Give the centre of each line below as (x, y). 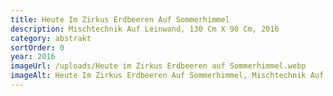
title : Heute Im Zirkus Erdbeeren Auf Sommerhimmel (120, 19)
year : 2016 (33, 57)
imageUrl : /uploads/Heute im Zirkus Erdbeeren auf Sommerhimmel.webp (158, 66)
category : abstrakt (51, 38)
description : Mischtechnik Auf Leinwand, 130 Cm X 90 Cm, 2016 (145, 29)
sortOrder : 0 (37, 47)
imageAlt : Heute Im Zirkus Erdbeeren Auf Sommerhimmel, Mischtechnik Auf (167, 76)
